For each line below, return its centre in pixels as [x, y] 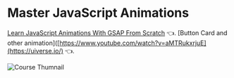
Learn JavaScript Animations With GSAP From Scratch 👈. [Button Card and [117, 32]
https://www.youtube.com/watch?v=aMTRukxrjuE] [133, 43]
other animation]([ [33, 43]
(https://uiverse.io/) [35, 51]
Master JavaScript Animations [98, 13]
